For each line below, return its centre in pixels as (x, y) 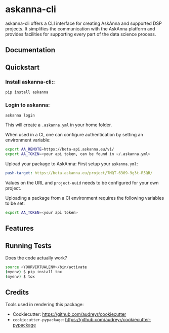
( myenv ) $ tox (20, 276)
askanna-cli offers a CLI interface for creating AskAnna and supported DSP (83, 23)
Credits (17, 292)
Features (19, 228)
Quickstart (23, 67)
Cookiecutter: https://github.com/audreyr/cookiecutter (69, 314)
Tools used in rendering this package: (45, 305)
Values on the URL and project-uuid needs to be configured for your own (82, 182)
